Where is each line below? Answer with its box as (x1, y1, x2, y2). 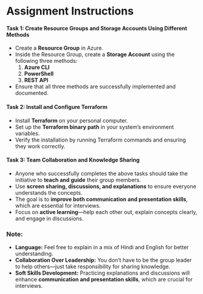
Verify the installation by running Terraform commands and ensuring (15, 136, 186, 143)
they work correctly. (15, 142, 65, 149)
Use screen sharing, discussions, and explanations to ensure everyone (15, 183, 197, 190)
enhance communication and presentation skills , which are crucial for (15, 276, 193, 283)
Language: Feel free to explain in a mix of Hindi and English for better (15, 244, 189, 251)
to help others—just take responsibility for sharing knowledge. (15, 263, 171, 270)
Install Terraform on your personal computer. (15, 117, 128, 124)
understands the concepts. (15, 189, 83, 196)
